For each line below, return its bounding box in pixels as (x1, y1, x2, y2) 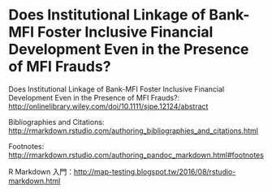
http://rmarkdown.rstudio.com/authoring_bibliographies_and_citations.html (8, 126, 258, 135)
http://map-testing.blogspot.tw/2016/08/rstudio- (73, 166, 236, 176)
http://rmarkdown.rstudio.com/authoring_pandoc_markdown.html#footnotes (8, 150, 264, 160)
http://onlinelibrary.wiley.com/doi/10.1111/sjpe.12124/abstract (8, 101, 209, 111)
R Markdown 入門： (8, 166, 75, 176)
